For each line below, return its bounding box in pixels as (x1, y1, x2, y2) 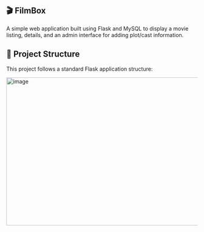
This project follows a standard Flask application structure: (6, 65, 153, 72)
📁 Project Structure (6, 49, 80, 60)
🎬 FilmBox (6, 5, 46, 16)
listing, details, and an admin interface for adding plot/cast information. (6, 31, 184, 38)
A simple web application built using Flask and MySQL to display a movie (6, 24, 189, 32)
